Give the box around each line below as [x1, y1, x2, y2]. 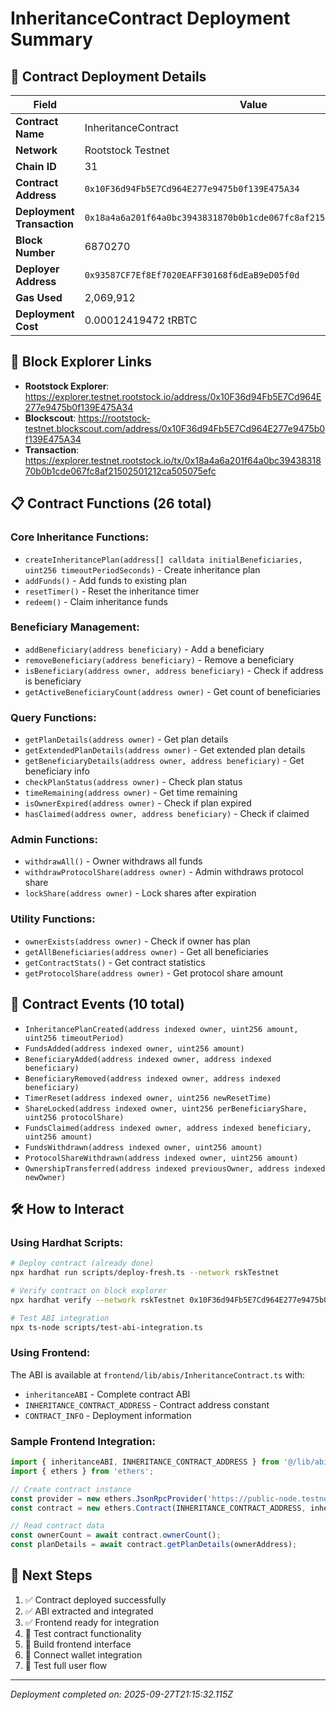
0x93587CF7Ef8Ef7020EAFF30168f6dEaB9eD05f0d [84, 270, 300, 281]
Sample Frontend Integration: [10, 1434, 156, 1448]
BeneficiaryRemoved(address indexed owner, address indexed [24, 1073, 281, 1084]
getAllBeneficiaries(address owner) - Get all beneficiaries [24, 945, 269, 957]
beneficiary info [24, 765, 90, 777]
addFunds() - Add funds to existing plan [24, 574, 187, 586]
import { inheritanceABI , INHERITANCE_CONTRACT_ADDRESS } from [10, 1457, 280, 1467]
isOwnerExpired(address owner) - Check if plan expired [24, 797, 252, 809]
